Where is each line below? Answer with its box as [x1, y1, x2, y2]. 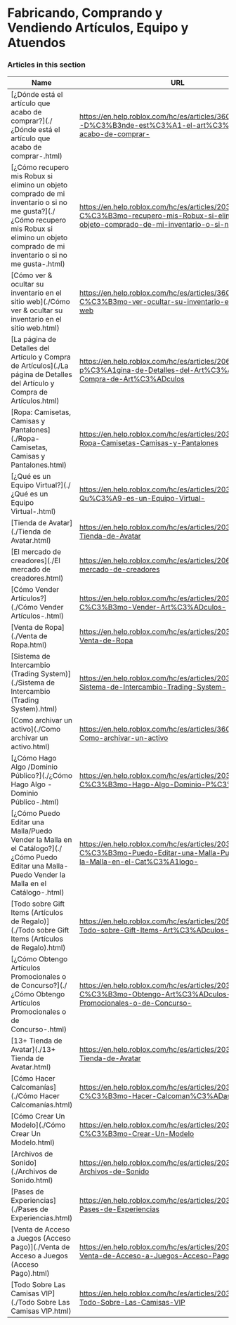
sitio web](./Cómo [11, 297, 70, 307]
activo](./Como [11, 725, 61, 734]
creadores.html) [11, 574, 64, 584]
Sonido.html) [11, 1175, 53, 1185]
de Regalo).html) [11, 943, 66, 953]
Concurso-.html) [11, 1024, 67, 1034]
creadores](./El [11, 556, 61, 566]
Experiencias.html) [11, 1213, 72, 1223]
